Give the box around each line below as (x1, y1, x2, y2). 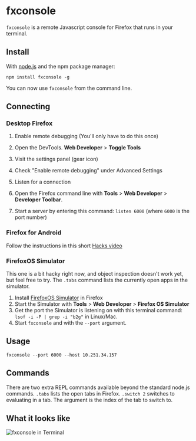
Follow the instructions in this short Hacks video (6, 242, 122, 249)
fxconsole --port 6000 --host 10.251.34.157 (6, 352, 117, 358)
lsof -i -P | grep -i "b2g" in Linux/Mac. (14, 313, 118, 320)
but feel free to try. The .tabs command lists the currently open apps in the (6, 276, 188, 284)
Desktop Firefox (6, 119, 53, 128)
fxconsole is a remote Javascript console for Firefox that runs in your (6, 24, 173, 31)
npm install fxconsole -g (6, 74, 69, 80)
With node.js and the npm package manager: (6, 63, 115, 70)
